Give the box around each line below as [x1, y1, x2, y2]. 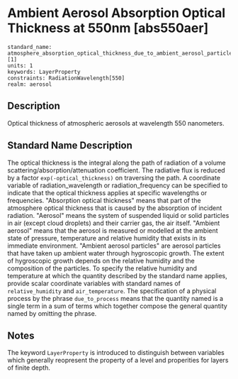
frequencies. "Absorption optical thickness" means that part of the [7, 196, 201, 204]
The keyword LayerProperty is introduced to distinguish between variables [7, 348, 225, 357]
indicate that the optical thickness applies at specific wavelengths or [7, 188, 208, 197]
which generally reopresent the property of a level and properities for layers [7, 356, 229, 365]
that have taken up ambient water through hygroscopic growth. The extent [7, 248, 225, 257]
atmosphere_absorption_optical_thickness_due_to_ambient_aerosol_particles [7, 50, 236, 57]
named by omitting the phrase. [7, 309, 97, 317]
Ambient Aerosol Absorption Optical [7, 5, 225, 21]
